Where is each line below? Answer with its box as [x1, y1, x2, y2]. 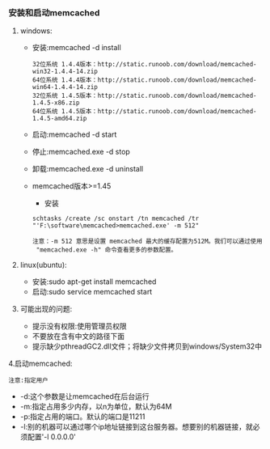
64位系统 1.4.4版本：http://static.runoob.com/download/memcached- [32, 76, 257, 84]
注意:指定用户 [8, 376, 49, 385]
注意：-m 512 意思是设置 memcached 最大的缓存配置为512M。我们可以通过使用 [32, 237, 263, 246]
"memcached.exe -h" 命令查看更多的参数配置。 [36, 246, 178, 254]
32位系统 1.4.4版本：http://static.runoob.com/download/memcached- [32, 61, 257, 69]
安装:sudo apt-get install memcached [32, 277, 157, 286]
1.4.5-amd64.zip [32, 115, 87, 123]
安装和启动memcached [8, 6, 100, 18]
